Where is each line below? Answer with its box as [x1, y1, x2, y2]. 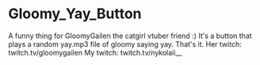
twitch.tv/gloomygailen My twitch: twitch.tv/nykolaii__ [8, 48, 182, 57]
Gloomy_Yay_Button [8, 5, 142, 23]
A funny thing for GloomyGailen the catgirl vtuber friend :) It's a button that [8, 31, 252, 40]
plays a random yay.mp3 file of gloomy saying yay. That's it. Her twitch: [8, 39, 242, 48]
